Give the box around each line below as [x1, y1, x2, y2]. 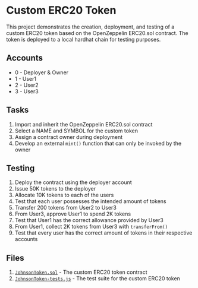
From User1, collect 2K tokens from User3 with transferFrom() [14, 223, 168, 230]
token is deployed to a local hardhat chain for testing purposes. [6, 36, 161, 43]
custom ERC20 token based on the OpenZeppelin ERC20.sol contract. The [6, 29, 188, 36]
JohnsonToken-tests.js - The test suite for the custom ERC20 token [14, 275, 180, 282]
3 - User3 [14, 87, 39, 95]
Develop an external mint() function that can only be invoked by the [14, 140, 182, 147]
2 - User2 [14, 81, 39, 88]
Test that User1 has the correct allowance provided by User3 [14, 217, 164, 224]
